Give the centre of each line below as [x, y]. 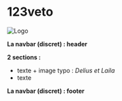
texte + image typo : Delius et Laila [66, 70]
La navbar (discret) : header [47, 44]
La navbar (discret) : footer [46, 91]
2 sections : [24, 57]
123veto [30, 12]
